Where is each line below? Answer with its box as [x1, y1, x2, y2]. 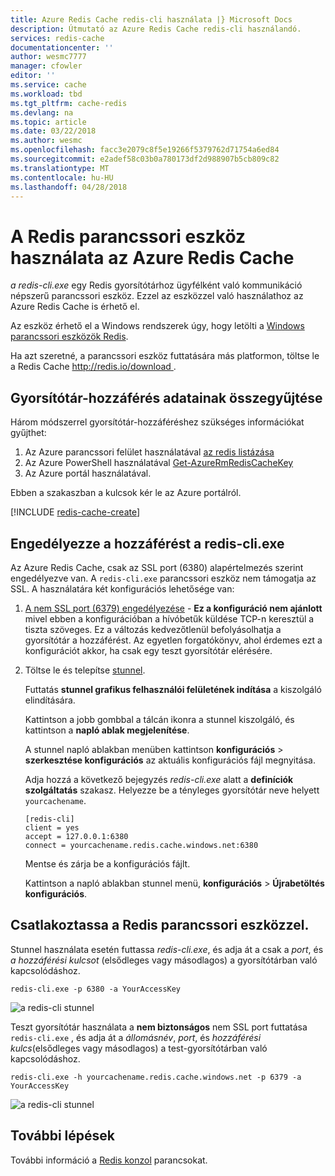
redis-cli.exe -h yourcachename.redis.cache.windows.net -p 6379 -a [10, 1072, 302, 1082]
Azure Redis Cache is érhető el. [10, 301, 140, 313]
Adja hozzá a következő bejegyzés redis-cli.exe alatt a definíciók [24, 773, 294, 785]
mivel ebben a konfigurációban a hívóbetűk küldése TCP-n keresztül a [24, 612, 315, 625]
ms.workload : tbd [10, 89, 83, 99]
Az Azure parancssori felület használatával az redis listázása [24, 446, 275, 458]
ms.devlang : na [10, 107, 74, 118]
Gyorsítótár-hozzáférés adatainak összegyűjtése [10, 389, 323, 406]
